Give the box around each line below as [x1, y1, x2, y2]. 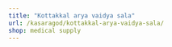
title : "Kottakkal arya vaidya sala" [8, 11, 136, 20]
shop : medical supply [8, 26, 82, 34]
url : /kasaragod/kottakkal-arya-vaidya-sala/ [8, 19, 164, 27]
